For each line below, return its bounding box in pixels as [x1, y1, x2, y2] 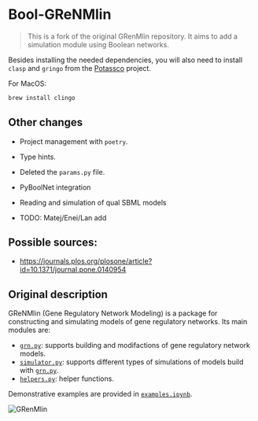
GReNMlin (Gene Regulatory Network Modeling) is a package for [8, 308, 218, 318]
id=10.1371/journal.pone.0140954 [19, 265, 127, 275]
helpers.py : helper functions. [19, 374, 114, 383]
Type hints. [19, 152, 57, 161]
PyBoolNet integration [19, 183, 91, 192]
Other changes [8, 116, 83, 129]
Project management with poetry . [19, 136, 128, 146]
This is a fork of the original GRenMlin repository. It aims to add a [27, 31, 238, 41]
